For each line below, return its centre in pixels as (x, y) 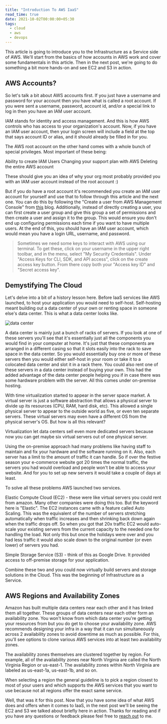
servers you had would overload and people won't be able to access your (80, 467)
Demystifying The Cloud (44, 285)
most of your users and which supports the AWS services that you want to (81, 685)
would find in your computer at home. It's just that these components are (80, 343)
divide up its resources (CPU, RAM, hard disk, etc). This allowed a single (79, 406)
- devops (19, 38)
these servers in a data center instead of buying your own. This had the (78, 370)
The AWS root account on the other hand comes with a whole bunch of (78, 146)
